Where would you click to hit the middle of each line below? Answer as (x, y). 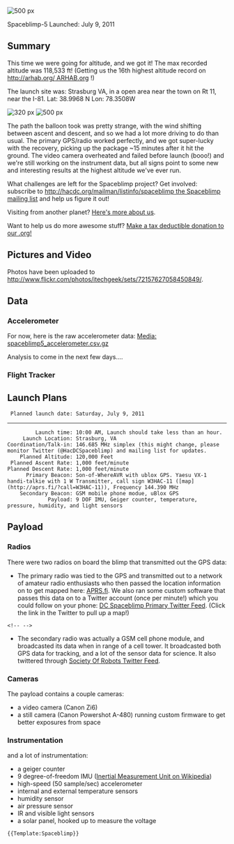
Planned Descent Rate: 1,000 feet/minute (68, 469)
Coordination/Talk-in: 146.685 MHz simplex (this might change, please (113, 445)
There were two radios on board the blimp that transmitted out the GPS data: (117, 562)
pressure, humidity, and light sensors (65, 506)
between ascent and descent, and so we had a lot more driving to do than (113, 133)
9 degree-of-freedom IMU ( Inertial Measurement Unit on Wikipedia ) (115, 776)
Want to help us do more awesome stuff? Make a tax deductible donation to (116, 225)
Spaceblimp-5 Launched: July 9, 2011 (61, 24)
